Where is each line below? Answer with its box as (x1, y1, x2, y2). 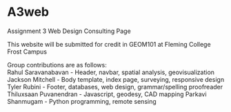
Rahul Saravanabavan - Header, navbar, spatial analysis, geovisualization (7, 68, 215, 76)
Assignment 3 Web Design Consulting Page (7, 27, 131, 35)
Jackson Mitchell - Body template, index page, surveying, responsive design (7, 75, 225, 83)
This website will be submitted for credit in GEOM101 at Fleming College (7, 40, 212, 48)
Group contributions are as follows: (7, 60, 107, 69)
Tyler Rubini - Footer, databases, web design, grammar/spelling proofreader (7, 82, 223, 91)
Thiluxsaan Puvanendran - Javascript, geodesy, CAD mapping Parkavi (7, 90, 207, 98)
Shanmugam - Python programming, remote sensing (7, 97, 157, 105)
